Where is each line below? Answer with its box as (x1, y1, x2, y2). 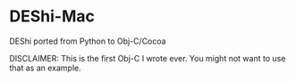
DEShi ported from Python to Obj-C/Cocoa (9, 36, 167, 46)
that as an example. (9, 62, 82, 73)
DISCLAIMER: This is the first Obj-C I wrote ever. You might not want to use (9, 53, 286, 63)
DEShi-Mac (9, 6, 96, 27)
